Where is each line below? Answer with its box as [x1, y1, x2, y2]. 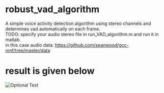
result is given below [5, 65, 95, 77]
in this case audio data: [5, 42, 54, 48]
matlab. [5, 37, 21, 43]
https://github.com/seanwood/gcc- [55, 42, 129, 48]
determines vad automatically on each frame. [5, 25, 100, 32]
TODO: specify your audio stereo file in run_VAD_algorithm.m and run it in [5, 31, 159, 37]
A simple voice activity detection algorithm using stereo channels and [5, 20, 151, 26]
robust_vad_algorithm [5, 4, 100, 15]
